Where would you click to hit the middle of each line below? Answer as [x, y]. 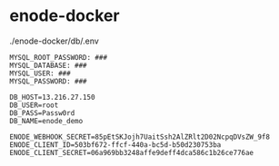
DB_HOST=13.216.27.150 [52, 97]
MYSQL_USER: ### [40, 73]
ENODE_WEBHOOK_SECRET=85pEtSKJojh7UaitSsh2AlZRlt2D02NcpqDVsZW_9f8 [140, 137]
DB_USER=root [34, 105]
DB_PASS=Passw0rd [42, 113]
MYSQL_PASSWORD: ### [49, 81]
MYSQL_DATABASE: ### [49, 65]
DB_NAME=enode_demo [46, 121]
